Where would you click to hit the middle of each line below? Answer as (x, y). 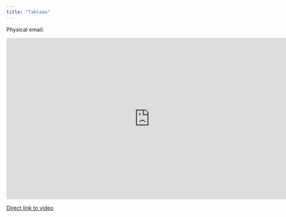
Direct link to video (30, 208)
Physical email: (25, 29)
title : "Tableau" (28, 12)
